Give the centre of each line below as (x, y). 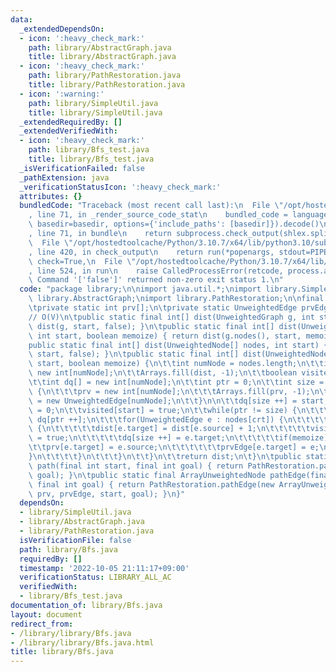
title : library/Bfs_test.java (91, 159)
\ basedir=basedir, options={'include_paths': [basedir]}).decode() (174, 224)
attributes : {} (51, 196)
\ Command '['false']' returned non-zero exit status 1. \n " (156, 280)
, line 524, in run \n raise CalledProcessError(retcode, (156, 271)
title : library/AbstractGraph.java (102, 57)
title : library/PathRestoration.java (107, 85)
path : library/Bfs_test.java (89, 150)
